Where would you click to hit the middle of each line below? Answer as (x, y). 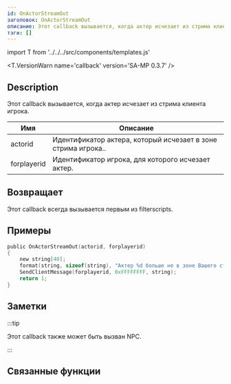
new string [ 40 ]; (43, 259)
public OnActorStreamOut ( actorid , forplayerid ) (77, 246)
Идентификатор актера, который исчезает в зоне (135, 140)
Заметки (27, 307)
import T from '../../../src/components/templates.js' (79, 52)
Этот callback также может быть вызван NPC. (74, 336)
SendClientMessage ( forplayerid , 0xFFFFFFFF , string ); (98, 273)
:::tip (13, 323)
